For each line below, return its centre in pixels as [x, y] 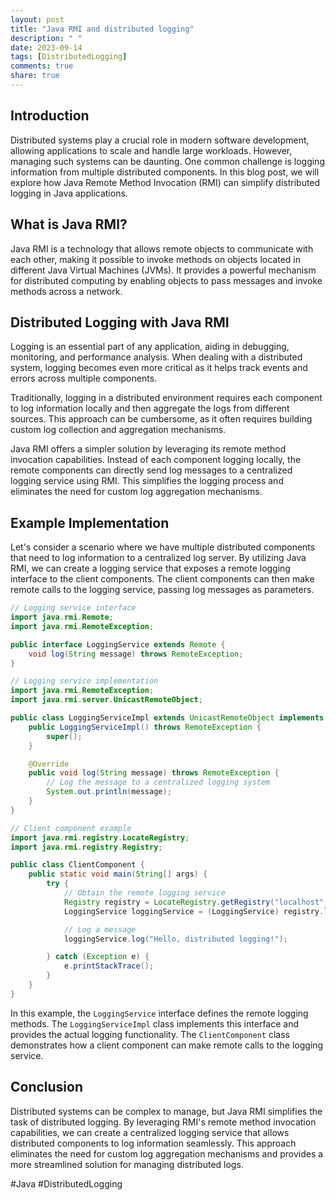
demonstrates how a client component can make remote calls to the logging [167, 1045]
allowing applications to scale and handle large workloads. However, [151, 150]
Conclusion [47, 1087]
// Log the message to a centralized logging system [158, 782]
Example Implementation [90, 522]
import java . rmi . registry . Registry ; [86, 847]
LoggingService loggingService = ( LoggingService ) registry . [194, 911]
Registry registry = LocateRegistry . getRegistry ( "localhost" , [196, 902]
